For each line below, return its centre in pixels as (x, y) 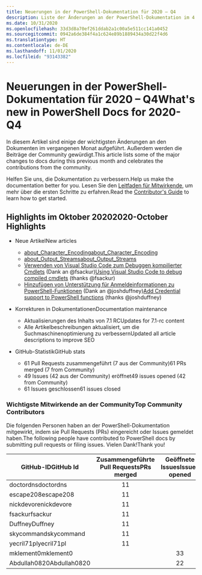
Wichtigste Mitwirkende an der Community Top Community (94, 404)
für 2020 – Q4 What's (141, 99)
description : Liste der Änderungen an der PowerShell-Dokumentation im (98, 17)
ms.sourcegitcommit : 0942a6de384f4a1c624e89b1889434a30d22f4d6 (87, 34)
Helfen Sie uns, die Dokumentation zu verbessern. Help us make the (90, 179)
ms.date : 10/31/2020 (32, 23)
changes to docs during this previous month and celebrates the (85, 161)
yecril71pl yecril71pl (38, 543)
